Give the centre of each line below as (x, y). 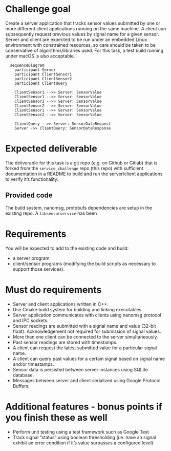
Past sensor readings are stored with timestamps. (65, 342)
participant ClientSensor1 (43, 74)
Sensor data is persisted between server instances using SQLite (80, 369)
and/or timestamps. (33, 364)
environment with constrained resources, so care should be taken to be (81, 45)
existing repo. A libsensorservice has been (51, 213)
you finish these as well (56, 417)
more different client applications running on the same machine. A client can (86, 28)
